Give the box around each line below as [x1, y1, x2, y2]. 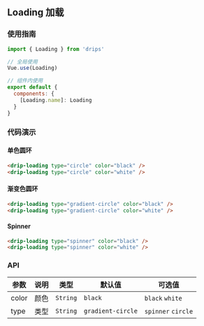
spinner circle [144, 307, 194, 316]
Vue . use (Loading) [7, 65, 58, 72]
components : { [13, 90, 54, 98]
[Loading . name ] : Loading [20, 96, 92, 103]
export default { [7, 84, 58, 91]
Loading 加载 [7, 6, 64, 19]
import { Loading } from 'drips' [7, 45, 105, 52]
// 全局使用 [7, 58, 38, 65]
